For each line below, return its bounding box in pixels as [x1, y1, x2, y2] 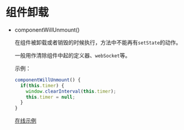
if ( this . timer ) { [20, 82, 65, 88]
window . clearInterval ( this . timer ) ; [26, 88, 117, 95]
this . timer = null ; [26, 94, 76, 100]
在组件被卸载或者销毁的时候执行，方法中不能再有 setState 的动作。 [14, 38, 182, 46]
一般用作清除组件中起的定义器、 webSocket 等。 [14, 51, 131, 59]
